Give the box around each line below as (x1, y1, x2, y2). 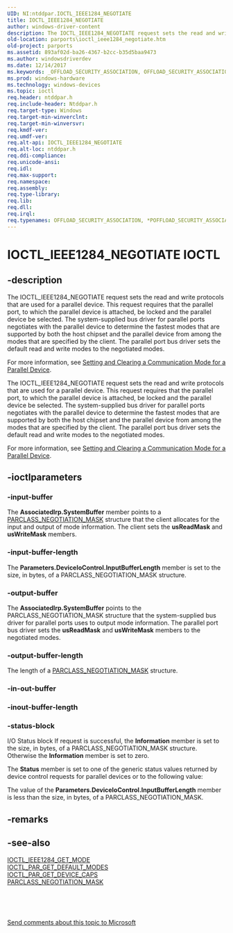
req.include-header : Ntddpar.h (7, 101, 98, 108)
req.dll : (7, 204, 33, 211)
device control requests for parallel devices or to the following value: (7, 773, 203, 781)
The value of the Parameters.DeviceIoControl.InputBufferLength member (7, 786, 222, 794)
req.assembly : (7, 185, 49, 192)
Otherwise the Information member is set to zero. (7, 752, 150, 760)
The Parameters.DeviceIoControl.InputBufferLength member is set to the (7, 563, 221, 572)
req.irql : (7, 210, 36, 217)
